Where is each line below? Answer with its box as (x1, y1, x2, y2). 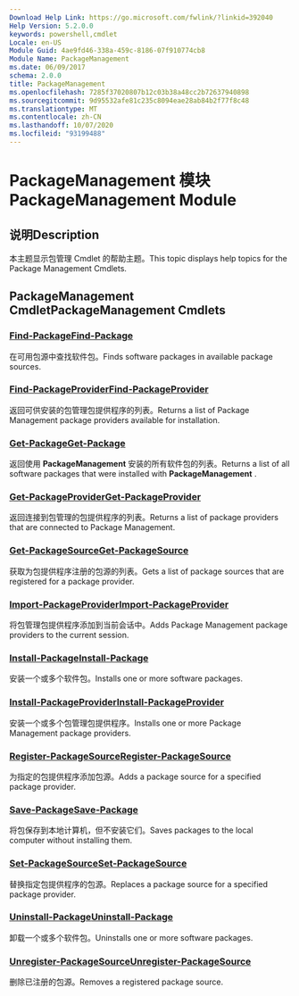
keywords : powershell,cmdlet (9, 29, 118, 38)
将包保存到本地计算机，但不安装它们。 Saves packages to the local (9, 825, 253, 835)
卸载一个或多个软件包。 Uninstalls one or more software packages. (9, 932, 253, 942)
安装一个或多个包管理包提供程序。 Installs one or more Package (9, 718, 242, 728)
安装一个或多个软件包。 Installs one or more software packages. (9, 673, 244, 684)
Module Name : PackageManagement (9, 54, 129, 63)
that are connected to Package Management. (9, 522, 176, 533)
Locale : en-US (9, 37, 62, 47)
